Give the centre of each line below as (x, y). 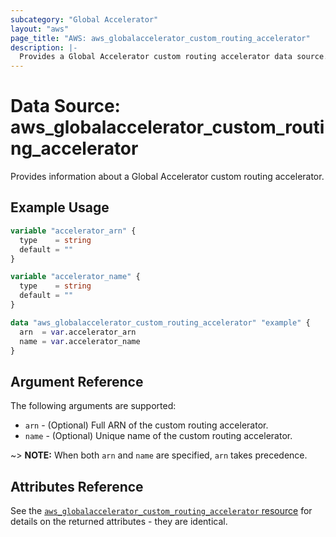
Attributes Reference (77, 486)
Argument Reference (77, 381)
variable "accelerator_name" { (75, 277)
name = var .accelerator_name (80, 341)
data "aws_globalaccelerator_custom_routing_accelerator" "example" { (160, 322)
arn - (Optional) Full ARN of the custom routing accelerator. (146, 425)
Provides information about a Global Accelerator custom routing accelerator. (167, 177)
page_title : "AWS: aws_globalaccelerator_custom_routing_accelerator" (160, 38)
